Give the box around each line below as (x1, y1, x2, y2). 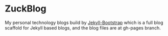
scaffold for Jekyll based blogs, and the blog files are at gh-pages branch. (5, 24, 161, 30)
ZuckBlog (5, 3, 46, 14)
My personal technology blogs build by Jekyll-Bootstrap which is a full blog (5, 19, 163, 25)
